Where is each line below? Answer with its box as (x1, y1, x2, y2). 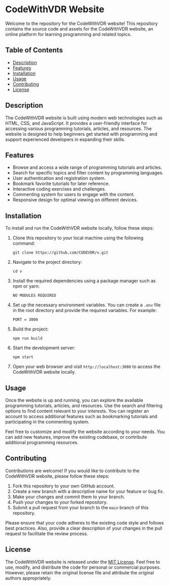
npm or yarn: (12, 283, 40, 289)
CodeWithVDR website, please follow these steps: (5, 473, 110, 479)
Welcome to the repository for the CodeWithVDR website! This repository (5, 20, 158, 26)
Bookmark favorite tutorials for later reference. (12, 180, 110, 187)
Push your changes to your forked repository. (12, 499, 108, 505)
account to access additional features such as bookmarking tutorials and (5, 413, 157, 419)
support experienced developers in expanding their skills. (5, 136, 125, 142)
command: (12, 240, 36, 246)
